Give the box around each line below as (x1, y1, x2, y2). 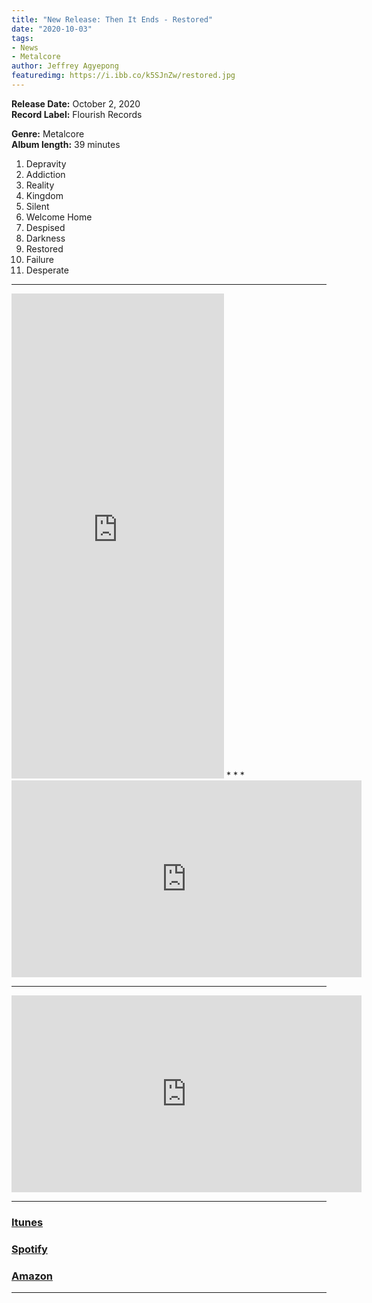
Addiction (25, 168, 66, 180)
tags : (11, 33, 34, 43)
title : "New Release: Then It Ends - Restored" (11, 14, 214, 25)
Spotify (11, 1242, 48, 1256)
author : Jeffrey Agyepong (11, 61, 119, 71)
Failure (25, 253, 54, 265)
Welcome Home (25, 211, 93, 223)
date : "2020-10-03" (11, 24, 93, 34)
